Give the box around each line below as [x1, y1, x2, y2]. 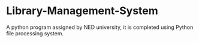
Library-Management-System [6, 4, 159, 18]
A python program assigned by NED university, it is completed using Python [6, 24, 194, 31]
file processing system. [6, 29, 64, 37]
